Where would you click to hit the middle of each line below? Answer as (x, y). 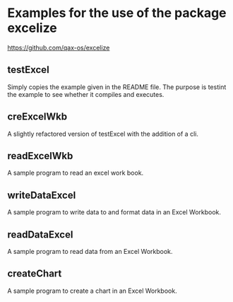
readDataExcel (40, 234)
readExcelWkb (40, 156)
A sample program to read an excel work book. (76, 173)
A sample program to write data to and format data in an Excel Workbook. (114, 212)
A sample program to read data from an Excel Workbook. (90, 251)
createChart (35, 274)
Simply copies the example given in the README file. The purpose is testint (117, 87)
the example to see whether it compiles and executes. (86, 94)
